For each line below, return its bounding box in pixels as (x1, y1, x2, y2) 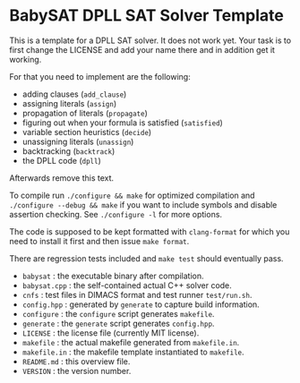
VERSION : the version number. (21, 365, 132, 376)
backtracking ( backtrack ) (21, 145, 116, 157)
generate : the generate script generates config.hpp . (21, 318, 215, 328)
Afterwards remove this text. (9, 172, 115, 183)
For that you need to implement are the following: (9, 71, 191, 81)
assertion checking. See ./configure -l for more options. (9, 209, 222, 219)
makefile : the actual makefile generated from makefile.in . (21, 336, 240, 347)
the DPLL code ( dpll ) (21, 155, 101, 166)
